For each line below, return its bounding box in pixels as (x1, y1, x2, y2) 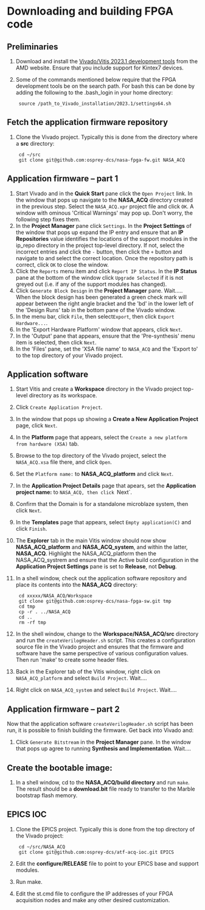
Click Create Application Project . (15, 403, 103, 411)
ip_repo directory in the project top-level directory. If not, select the (15, 241, 185, 249)
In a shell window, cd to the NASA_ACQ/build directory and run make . (15, 779, 190, 786)
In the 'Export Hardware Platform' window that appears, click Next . (15, 325, 183, 333)
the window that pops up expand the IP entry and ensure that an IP (15, 229, 184, 236)
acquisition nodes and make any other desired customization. (15, 896, 170, 903)
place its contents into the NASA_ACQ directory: (15, 581, 138, 589)
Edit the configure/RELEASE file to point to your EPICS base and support (15, 859, 199, 867)
